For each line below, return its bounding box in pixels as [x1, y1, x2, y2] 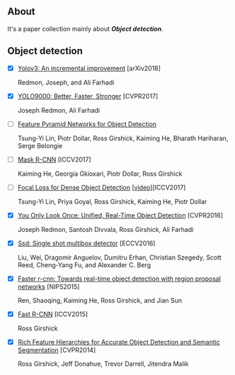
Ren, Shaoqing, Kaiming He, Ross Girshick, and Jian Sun [17, 296, 183, 305]
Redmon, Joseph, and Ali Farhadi [17, 78, 115, 86]
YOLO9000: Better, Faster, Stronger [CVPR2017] [17, 91, 159, 100]
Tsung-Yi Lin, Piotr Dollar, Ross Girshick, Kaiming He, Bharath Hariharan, [17, 134, 229, 142]
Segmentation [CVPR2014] [17, 346, 96, 354]
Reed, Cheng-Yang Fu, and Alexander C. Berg [17, 261, 151, 269]
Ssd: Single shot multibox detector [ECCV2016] [17, 239, 156, 247]
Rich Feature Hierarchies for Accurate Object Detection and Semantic [17, 338, 221, 347]
